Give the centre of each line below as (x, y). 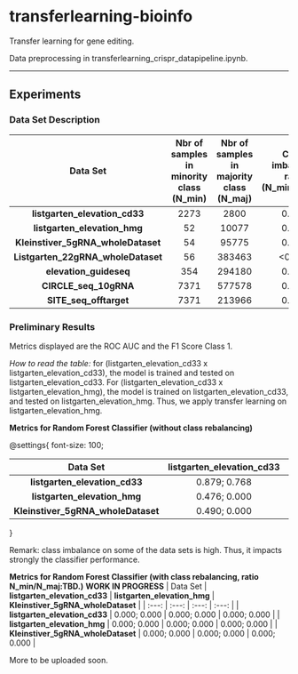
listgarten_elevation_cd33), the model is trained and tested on (122, 373)
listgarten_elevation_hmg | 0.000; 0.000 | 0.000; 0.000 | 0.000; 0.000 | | (143, 623)
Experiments (45, 95)
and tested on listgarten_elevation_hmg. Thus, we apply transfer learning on (148, 401)
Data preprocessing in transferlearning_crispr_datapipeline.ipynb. (129, 58)
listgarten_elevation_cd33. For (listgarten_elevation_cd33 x (116, 382)
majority (235, 176)
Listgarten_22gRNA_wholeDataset (88, 257)
